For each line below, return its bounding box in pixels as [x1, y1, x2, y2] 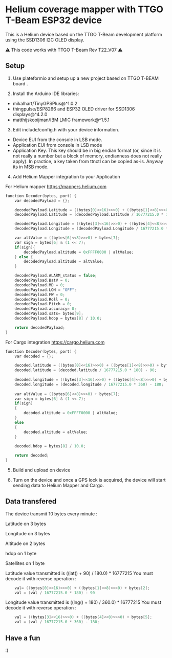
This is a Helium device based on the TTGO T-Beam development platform [5, 31, 162, 37]
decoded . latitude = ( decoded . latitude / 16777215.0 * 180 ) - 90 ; [14, 368, 157, 373]
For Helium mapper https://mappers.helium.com [5, 183, 106, 190]
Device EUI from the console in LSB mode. [12, 137, 102, 143]
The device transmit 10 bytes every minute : [5, 510, 98, 517]
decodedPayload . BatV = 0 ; [14, 278, 70, 283]
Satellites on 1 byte [5, 560, 45, 566]
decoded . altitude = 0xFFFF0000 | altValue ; [24, 411, 118, 416]
